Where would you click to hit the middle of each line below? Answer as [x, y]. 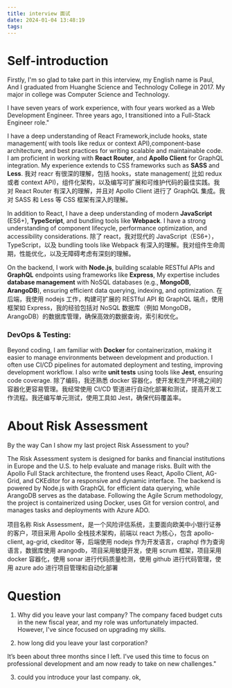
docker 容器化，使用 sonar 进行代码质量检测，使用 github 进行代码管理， [111, 559]
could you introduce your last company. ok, [79, 677]
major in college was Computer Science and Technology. [89, 95]
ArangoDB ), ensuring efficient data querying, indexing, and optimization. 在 [115, 291]
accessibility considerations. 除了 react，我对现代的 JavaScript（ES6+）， [113, 237]
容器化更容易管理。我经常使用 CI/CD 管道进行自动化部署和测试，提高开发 [111, 389]
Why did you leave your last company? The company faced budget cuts [120, 615]
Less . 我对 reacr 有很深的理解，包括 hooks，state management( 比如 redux [115, 174]
